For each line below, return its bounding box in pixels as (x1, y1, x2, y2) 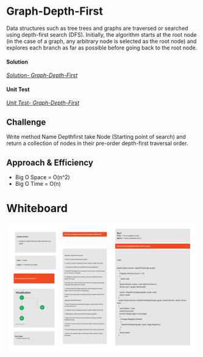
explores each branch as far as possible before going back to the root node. (6, 44, 198, 51)
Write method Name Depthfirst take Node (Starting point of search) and (6, 133, 186, 141)
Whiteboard (6, 202, 68, 215)
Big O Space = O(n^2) (15, 173, 70, 181)
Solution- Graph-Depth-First (6, 72, 78, 79)
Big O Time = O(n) (15, 180, 61, 187)
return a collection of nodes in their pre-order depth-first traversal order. (6, 139, 188, 147)
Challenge (6, 117, 46, 127)
